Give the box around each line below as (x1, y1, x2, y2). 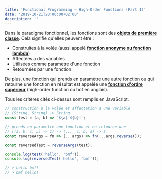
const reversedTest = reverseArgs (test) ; (5, 143, 93, 148)
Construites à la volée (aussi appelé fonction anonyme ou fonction (12, 45, 151, 51)
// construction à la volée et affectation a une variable (5, 106, 131, 111)
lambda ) (12, 50, 30, 56)
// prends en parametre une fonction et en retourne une (5, 124, 126, 129)
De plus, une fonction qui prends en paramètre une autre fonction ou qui (5, 76, 154, 82)
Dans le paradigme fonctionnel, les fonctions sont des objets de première (5, 30, 157, 36)
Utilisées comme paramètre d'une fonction (12, 61, 101, 67)
